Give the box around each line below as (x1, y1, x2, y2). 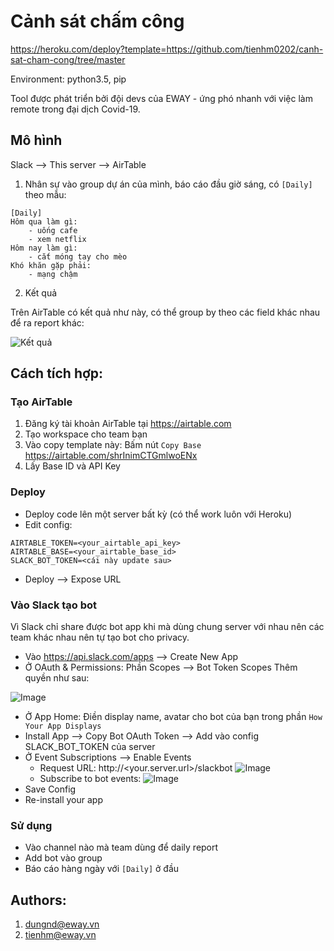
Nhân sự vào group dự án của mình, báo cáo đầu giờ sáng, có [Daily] (24, 178, 313, 190)
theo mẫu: (24, 188, 67, 200)
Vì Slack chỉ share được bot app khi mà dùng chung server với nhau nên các (10, 621, 325, 633)
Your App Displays (24, 721, 102, 732)
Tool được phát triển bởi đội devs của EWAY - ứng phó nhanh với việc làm (10, 92, 313, 104)
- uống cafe (28, 225, 78, 235)
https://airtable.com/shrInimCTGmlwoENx (24, 450, 198, 462)
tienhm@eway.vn (24, 929, 97, 941)
